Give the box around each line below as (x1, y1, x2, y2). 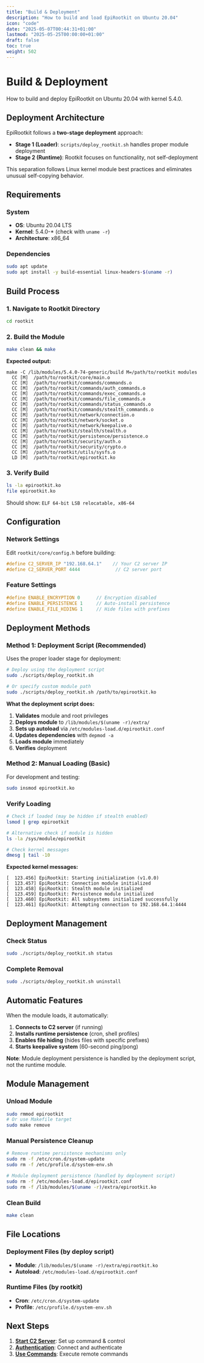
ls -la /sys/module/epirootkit (6, 835, 86, 841)
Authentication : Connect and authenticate (15, 1344, 123, 1351)
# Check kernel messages (6, 846, 69, 853)
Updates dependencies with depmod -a (15, 731, 114, 738)
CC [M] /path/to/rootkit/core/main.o (12, 374, 111, 381)
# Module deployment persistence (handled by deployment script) (6, 1173, 175, 1179)
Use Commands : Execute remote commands (15, 1350, 128, 1358)
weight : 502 (6, 49, 37, 55)
